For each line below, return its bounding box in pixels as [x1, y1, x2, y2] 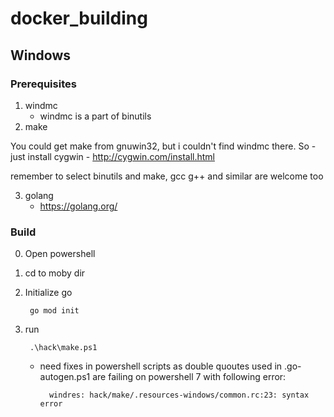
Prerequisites [10, 77, 77, 91]
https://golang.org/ [39, 200, 118, 212]
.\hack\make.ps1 [29, 343, 98, 353]
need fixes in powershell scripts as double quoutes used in [39, 360, 283, 372]
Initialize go [24, 287, 73, 299]
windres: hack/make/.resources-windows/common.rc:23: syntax [48, 390, 310, 401]
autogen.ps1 [39, 371, 91, 383]
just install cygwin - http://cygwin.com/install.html [10, 150, 215, 162]
